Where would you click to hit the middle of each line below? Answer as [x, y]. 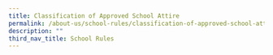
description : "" [36, 31]
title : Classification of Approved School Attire [94, 16]
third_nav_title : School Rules [61, 38]
